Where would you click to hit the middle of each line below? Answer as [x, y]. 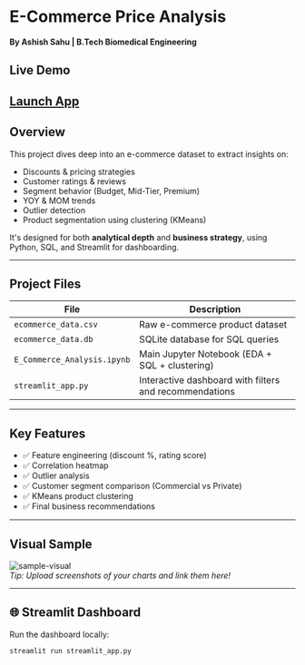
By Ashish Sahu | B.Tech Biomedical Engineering [103, 42]
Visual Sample [51, 544]
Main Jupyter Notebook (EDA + [206, 354]
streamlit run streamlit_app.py [70, 650]
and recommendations [187, 392]
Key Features [48, 433]
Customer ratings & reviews [74, 181]
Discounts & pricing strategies [79, 171]
